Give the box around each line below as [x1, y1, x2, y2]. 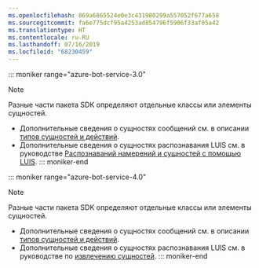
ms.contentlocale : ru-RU [8, 33, 89, 42]
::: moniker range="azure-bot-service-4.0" [8, 172, 147, 182]
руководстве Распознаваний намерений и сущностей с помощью [19, 149, 242, 158]
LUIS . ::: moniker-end [19, 157, 89, 166]
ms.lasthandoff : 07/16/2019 [8, 41, 100, 49]
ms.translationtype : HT [8, 26, 86, 34]
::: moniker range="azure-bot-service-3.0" [8, 70, 147, 79]
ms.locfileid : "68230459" [8, 48, 93, 56]
